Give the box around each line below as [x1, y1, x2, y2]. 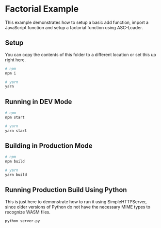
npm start [5, 115, 25, 120]
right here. [5, 57, 26, 63]
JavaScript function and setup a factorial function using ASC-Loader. [5, 24, 143, 30]
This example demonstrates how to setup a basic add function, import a [5, 19, 149, 25]
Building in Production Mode [5, 141, 93, 150]
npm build [5, 159, 25, 164]
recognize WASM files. [5, 209, 51, 215]
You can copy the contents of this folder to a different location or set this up [5, 52, 157, 57]
